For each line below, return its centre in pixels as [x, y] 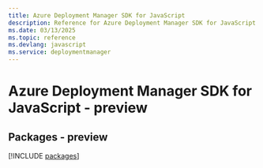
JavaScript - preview [78, 108]
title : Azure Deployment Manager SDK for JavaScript [97, 15]
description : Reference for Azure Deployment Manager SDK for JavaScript [132, 23]
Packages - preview [58, 137]
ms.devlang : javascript [47, 45]
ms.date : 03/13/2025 [42, 30]
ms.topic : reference [42, 37]
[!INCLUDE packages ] [44, 156]
